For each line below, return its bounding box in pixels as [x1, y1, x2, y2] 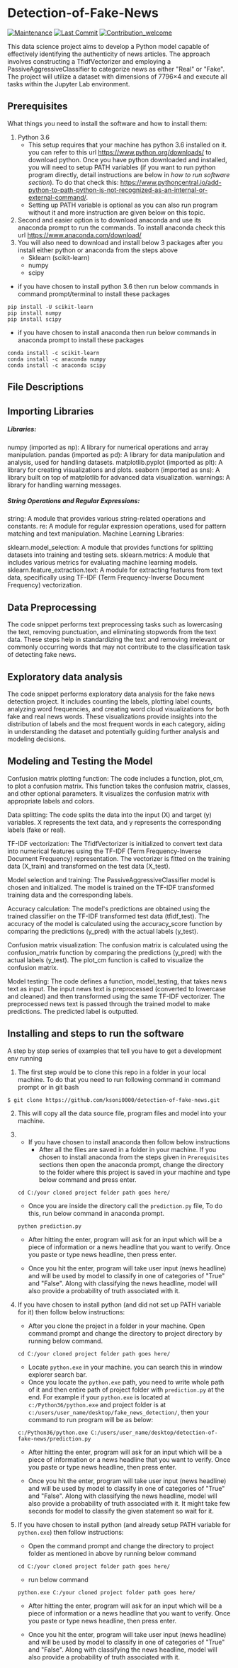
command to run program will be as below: [28, 1415, 154, 1424]
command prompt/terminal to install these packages [17, 289, 170, 298]
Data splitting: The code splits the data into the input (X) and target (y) [7, 810, 212, 819]
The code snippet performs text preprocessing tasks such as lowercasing [7, 620, 223, 629]
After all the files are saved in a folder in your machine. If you [38, 1145, 217, 1154]
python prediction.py [17, 1222, 81, 1230]
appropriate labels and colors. [7, 796, 95, 805]
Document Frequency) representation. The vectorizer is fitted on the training [7, 854, 230, 862]
